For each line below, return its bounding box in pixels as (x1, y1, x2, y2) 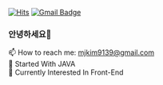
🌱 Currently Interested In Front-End (8, 68, 124, 77)
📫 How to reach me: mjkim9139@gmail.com (8, 48, 154, 57)
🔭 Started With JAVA (8, 60, 76, 69)
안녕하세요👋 (8, 29, 52, 40)
